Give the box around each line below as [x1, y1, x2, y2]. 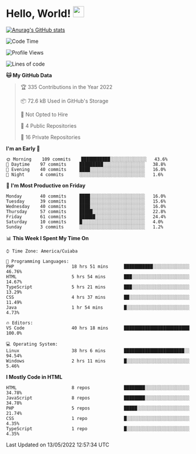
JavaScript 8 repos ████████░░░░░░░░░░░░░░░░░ [6, 395, 190, 401]
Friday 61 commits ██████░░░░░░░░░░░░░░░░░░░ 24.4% [6, 214, 166, 220]
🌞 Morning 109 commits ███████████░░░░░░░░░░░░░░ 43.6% [6, 156, 168, 162]
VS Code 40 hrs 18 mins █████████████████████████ [6, 325, 190, 331]
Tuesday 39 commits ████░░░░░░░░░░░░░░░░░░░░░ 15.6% [6, 198, 166, 204]
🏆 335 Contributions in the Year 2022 [20, 83, 113, 90]
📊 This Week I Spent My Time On [6, 234, 89, 241]
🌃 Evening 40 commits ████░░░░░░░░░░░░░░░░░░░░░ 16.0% [6, 166, 166, 172]
